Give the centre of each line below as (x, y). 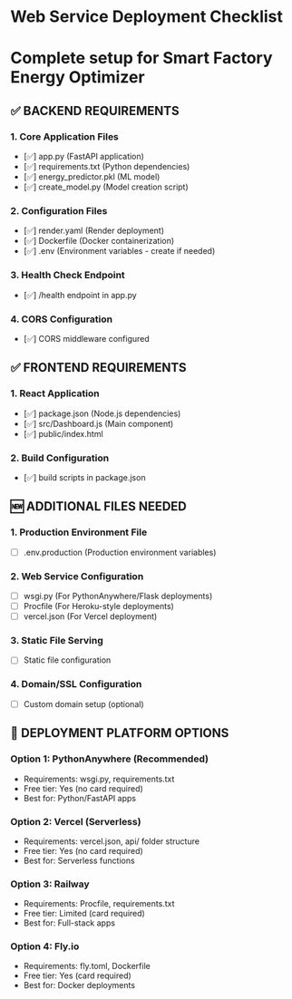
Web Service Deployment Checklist (147, 17)
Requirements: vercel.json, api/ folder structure (112, 841)
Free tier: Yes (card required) (78, 975)
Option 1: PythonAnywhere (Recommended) (110, 759)
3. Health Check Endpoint (68, 276)
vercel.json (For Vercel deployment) (90, 616)
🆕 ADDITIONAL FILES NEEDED (98, 506)
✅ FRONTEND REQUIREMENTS (98, 368)
